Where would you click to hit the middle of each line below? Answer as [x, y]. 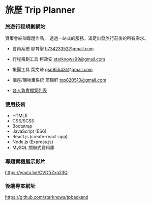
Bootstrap [22, 126]
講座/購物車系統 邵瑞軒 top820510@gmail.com [59, 80]
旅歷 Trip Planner [40, 10]
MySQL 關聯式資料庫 [33, 147]
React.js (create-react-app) [40, 136]
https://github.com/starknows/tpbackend [47, 197]
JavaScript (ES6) [29, 131]
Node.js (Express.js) [32, 142]
